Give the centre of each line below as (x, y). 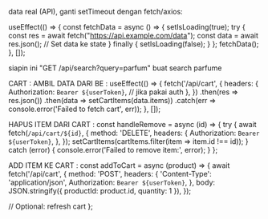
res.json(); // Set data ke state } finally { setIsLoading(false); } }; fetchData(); (134, 44)
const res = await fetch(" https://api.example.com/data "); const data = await (134, 36)
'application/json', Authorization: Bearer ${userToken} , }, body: (112, 182)
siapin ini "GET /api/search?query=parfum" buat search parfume (115, 68)
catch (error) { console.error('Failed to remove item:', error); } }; (113, 150)
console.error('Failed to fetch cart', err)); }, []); (85, 109)
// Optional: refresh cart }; (51, 206)
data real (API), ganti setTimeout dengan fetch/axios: (95, 12)
